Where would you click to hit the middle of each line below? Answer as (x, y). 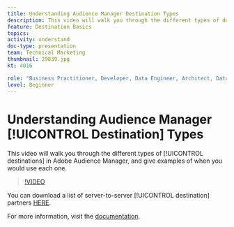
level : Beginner (31, 85)
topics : (18, 33)
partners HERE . (29, 203)
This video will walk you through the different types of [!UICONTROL (106, 154)
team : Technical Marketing (46, 53)
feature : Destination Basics (49, 27)
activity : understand (39, 40)
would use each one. (37, 168)
